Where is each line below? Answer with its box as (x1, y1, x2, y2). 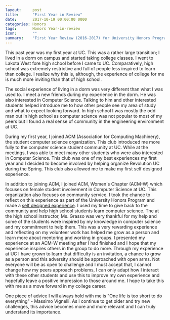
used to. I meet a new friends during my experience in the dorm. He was (5, 92, 156, 98)
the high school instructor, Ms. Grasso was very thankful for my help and (5, 213, 157, 219)
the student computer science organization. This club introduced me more (5, 139, 160, 145)
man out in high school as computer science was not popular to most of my (5, 113, 163, 119)
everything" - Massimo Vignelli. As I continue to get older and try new (5, 298, 151, 304)
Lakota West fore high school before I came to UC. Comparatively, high (5, 60, 153, 66)
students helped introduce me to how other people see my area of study (5, 102, 156, 108)
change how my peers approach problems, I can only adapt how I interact (5, 266, 159, 273)
